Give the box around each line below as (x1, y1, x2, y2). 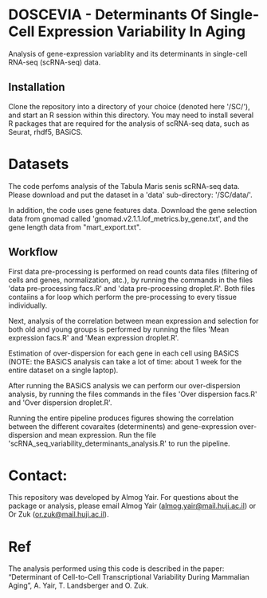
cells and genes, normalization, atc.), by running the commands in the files (8, 275, 253, 285)
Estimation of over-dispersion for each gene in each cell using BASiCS (8, 348, 239, 358)
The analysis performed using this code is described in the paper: (8, 564, 225, 573)
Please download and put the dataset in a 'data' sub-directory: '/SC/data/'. (8, 190, 253, 199)
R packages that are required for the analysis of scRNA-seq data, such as (8, 118, 249, 128)
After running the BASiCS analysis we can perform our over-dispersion (8, 380, 241, 390)
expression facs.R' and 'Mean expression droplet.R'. (8, 332, 179, 342)
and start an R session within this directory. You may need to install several (8, 110, 253, 120)
